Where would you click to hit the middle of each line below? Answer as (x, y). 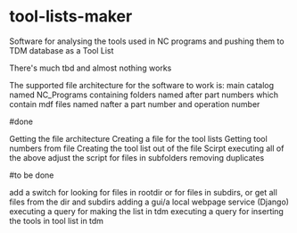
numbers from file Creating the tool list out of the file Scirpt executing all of (147, 148)
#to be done (32, 175)
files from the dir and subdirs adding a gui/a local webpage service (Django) (149, 202)
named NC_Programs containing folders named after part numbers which (144, 95)
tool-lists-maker (71, 17)
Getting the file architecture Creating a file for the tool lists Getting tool (138, 138)
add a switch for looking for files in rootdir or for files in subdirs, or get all (144, 192)
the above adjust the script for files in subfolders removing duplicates (137, 157)
